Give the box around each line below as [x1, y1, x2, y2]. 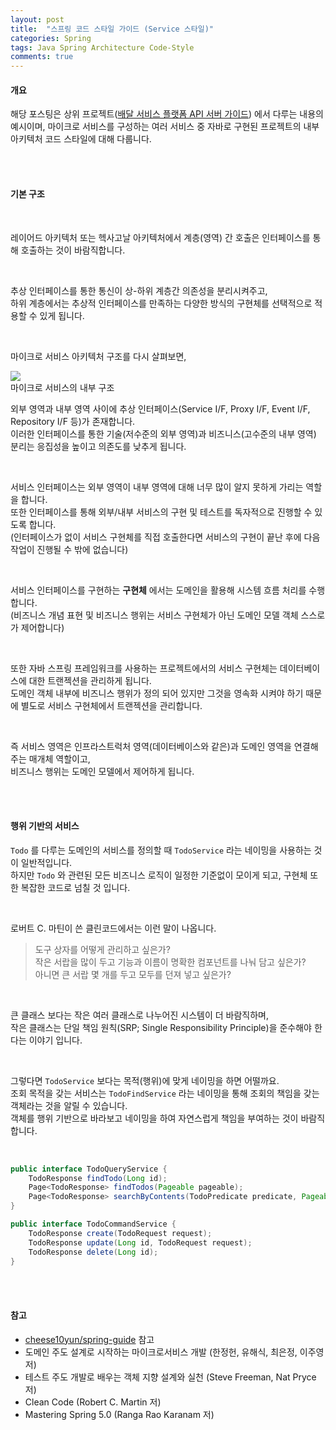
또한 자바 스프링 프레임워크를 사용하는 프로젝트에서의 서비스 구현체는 [10, 662, 278, 674]
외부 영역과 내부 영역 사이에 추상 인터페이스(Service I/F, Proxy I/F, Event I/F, [10, 402, 311, 415]
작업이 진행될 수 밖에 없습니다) [10, 543, 129, 555]
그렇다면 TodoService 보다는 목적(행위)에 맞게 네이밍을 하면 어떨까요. [10, 1074, 280, 1086]
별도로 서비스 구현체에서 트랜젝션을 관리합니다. [20, 699, 203, 711]
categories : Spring [10, 33, 92, 43]
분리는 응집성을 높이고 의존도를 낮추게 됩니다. [10, 440, 187, 452]
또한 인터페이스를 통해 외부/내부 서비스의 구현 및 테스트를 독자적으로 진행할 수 [10, 506, 313, 518]
